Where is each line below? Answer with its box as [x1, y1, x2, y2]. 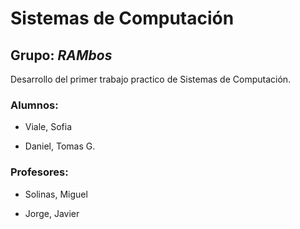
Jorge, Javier [24, 207, 80, 219]
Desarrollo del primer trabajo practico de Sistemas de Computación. [10, 73, 292, 85]
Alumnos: [10, 98, 59, 112]
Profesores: [10, 165, 69, 179]
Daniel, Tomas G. [24, 140, 96, 152]
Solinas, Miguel [24, 188, 88, 200]
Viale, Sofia [24, 121, 73, 133]
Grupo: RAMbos [10, 47, 113, 64]
